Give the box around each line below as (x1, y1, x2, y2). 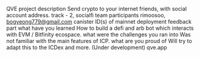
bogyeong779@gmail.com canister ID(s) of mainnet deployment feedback (6, 18, 192, 25)
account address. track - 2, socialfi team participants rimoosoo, (6, 12, 166, 19)
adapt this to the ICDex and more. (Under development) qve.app (6, 44, 167, 51)
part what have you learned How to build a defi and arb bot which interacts (6, 24, 194, 32)
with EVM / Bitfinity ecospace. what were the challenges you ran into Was (6, 31, 191, 38)
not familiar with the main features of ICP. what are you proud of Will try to (6, 38, 193, 44)
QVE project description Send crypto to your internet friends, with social (6, 5, 187, 12)
